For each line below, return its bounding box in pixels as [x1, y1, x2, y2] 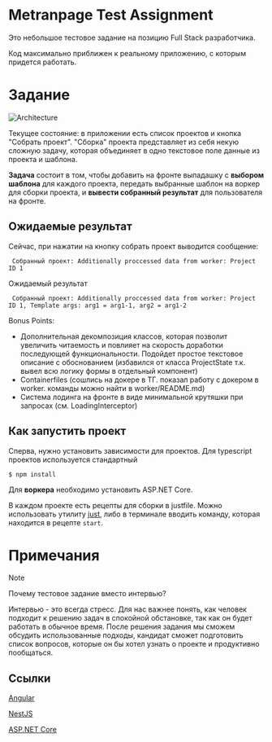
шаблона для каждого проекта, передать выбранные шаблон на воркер [8, 178, 261, 188]
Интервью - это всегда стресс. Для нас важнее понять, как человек [8, 604, 248, 614]
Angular [8, 693, 35, 703]
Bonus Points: [8, 315, 55, 325]
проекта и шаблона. [8, 154, 78, 164]
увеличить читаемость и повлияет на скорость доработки [19, 340, 223, 349]
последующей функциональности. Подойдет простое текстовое [19, 349, 244, 358]
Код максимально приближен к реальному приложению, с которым [8, 48, 246, 58]
